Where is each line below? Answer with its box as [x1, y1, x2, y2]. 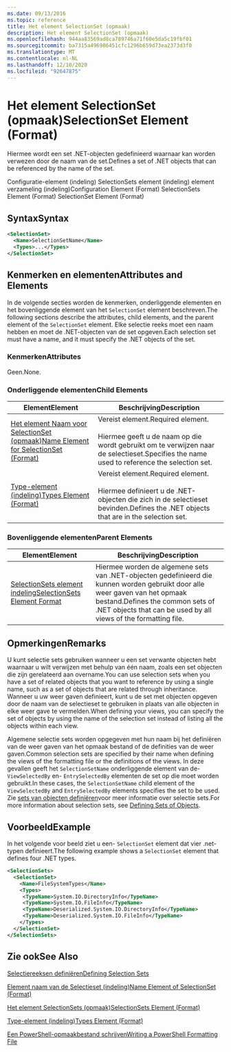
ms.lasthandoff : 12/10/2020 [7, 61, 88, 68]
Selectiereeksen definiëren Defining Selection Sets [7, 969, 149, 977]
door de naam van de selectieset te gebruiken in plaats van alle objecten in [7, 700, 219, 708]
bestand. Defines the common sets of [95, 596, 215, 606]
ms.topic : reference [7, 17, 67, 23]
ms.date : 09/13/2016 [7, 10, 67, 17]
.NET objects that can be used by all [95, 605, 212, 615]
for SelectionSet [10, 445, 63, 454]
